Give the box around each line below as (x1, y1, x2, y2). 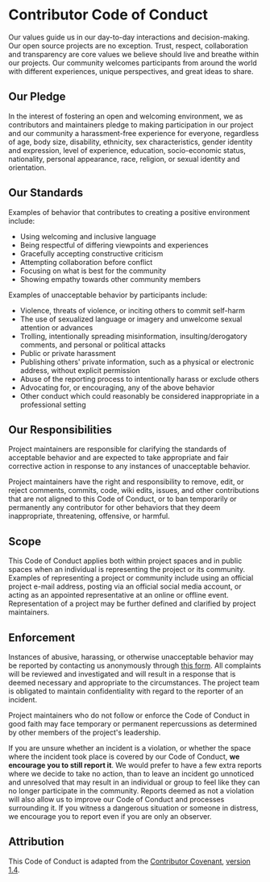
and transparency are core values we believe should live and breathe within (8, 49, 260, 59)
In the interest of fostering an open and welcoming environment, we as (8, 111, 243, 121)
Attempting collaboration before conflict (19, 257, 153, 267)
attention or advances (19, 322, 93, 332)
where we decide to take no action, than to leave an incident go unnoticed (8, 769, 255, 778)
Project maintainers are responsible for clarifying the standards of (8, 445, 227, 454)
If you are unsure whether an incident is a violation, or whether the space (8, 743, 251, 752)
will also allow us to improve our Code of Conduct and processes (8, 795, 225, 804)
